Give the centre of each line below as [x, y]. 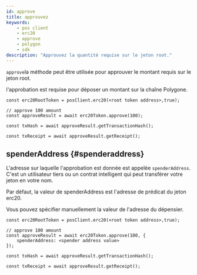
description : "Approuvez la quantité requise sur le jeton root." [89, 55]
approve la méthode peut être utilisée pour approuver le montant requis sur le [98, 72]
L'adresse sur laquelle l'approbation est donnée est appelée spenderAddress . [98, 168]
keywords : [18, 22]
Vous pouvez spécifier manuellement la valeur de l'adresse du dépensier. [95, 209]
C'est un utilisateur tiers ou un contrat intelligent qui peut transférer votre [95, 174]
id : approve [21, 11]
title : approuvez [27, 17]
